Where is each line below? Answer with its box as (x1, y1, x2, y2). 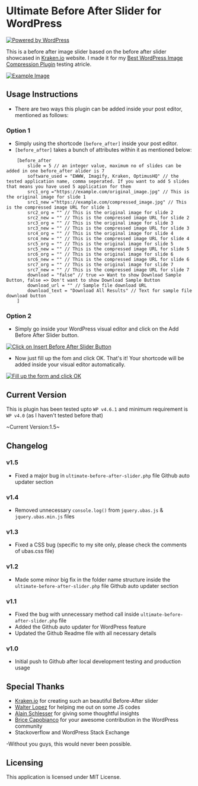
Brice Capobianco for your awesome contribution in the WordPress (14, 716, 179, 724)
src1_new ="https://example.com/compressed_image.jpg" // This (27, 199, 187, 206)
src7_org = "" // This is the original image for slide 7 (27, 262, 174, 268)
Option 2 (6, 312, 31, 320)
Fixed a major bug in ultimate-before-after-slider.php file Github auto (14, 471, 190, 479)
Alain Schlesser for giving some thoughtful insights (14, 710, 139, 717)
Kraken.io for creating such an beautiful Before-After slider (14, 697, 158, 705)
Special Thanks (6, 681, 65, 691)
